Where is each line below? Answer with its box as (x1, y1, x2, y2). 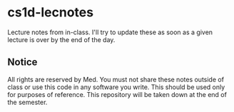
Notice (7, 56, 38, 68)
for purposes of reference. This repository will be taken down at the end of (7, 90, 227, 98)
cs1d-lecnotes (7, 4, 94, 21)
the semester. (7, 98, 48, 106)
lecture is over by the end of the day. (7, 35, 116, 44)
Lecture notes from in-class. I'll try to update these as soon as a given (7, 28, 213, 36)
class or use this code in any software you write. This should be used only (7, 83, 225, 91)
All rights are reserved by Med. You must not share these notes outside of (7, 75, 225, 83)
